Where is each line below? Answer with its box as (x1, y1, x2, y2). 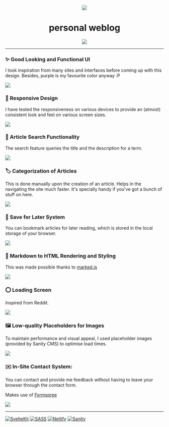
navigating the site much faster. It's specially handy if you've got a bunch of (5, 186, 162, 192)
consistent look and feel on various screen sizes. (5, 112, 107, 118)
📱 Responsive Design (5, 95, 58, 102)
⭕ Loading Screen (5, 286, 52, 293)
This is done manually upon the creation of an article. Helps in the (5, 181, 142, 187)
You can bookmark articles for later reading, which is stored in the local (5, 225, 153, 231)
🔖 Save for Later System (5, 213, 65, 221)
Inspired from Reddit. (5, 300, 49, 306)
